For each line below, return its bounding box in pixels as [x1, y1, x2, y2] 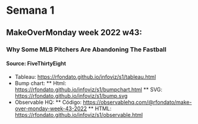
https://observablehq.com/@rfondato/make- [83, 98, 192, 106]
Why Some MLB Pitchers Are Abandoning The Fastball [6, 45, 166, 54]
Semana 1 [6, 4, 55, 17]
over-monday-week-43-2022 [14, 105, 87, 112]
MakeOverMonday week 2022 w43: [6, 27, 143, 38]
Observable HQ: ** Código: [14, 98, 82, 106]
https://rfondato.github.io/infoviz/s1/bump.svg [14, 92, 128, 99]
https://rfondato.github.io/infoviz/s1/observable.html [14, 111, 143, 118]
